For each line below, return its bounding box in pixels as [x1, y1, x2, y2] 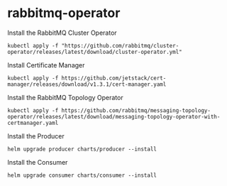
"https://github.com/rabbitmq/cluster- [61, 42, 179, 49]
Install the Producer [7, 131, 65, 140]
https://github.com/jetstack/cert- [61, 75, 167, 82]
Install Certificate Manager [7, 60, 85, 69]
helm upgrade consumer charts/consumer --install [7, 172, 157, 179]
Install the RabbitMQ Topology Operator [7, 93, 123, 102]
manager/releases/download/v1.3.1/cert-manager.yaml [7, 80, 167, 88]
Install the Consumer [7, 158, 68, 166]
